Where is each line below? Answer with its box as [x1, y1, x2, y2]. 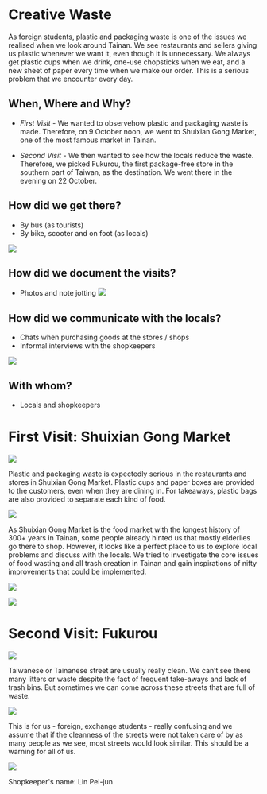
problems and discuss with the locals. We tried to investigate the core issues [8, 550, 259, 560]
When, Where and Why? [8, 97, 132, 110]
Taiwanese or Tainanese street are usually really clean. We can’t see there [8, 665, 251, 675]
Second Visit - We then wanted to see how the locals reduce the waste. [19, 150, 254, 160]
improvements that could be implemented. [8, 567, 147, 576]
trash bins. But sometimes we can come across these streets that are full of [8, 682, 256, 692]
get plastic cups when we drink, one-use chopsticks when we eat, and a [8, 57, 246, 67]
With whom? [8, 379, 72, 393]
